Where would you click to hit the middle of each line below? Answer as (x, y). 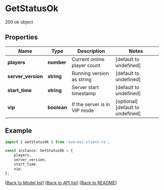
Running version (90, 73)
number (57, 62)
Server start (85, 87)
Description (91, 51)
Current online (88, 59)
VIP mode (83, 110)
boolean (57, 107)
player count (86, 65)
